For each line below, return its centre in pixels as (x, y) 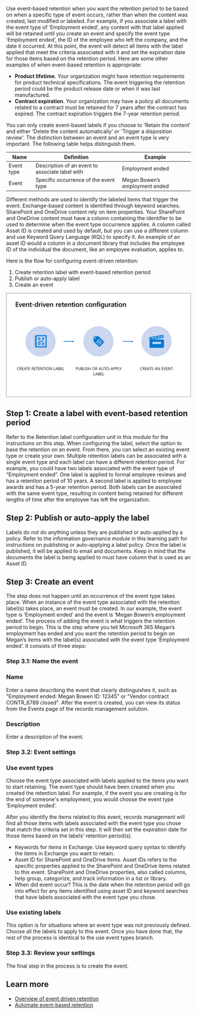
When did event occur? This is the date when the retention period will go (102, 885)
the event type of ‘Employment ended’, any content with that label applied (95, 27)
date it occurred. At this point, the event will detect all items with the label (95, 46)
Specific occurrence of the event (75, 180)
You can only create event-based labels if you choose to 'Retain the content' (98, 125)
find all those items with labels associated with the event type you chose (94, 823)
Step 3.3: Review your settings (51, 953)
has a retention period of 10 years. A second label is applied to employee (94, 481)
